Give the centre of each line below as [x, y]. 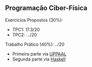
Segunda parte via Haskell [39, 59]
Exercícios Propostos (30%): [34, 20]
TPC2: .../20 [25, 34]
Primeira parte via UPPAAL [39, 54]
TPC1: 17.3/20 [26, 30]
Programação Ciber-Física [46, 8]
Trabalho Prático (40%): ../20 [35, 44]
